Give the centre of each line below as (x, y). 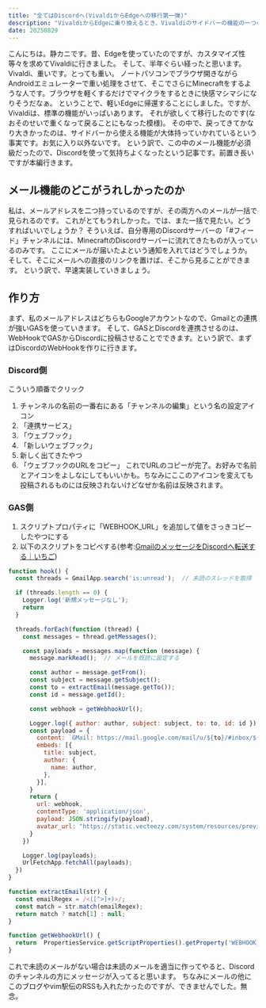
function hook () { (38, 571)
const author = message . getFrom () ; (88, 673)
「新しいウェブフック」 (58, 445)
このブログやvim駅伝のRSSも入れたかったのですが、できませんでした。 (125, 987)
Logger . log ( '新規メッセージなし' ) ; (76, 600)
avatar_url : (57, 826)
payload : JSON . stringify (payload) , (95, 819)
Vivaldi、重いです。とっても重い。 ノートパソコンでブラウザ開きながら (123, 74)
